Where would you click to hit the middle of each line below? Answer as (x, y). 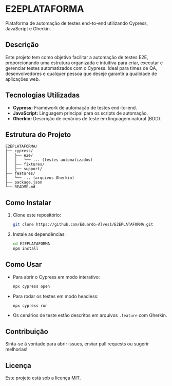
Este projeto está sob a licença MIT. (43, 378)
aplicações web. (23, 79)
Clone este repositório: (37, 215)
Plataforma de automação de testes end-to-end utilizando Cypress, (77, 23)
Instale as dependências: (39, 234)
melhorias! (16, 350)
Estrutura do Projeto (38, 134)
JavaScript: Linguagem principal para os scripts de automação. (80, 113)
